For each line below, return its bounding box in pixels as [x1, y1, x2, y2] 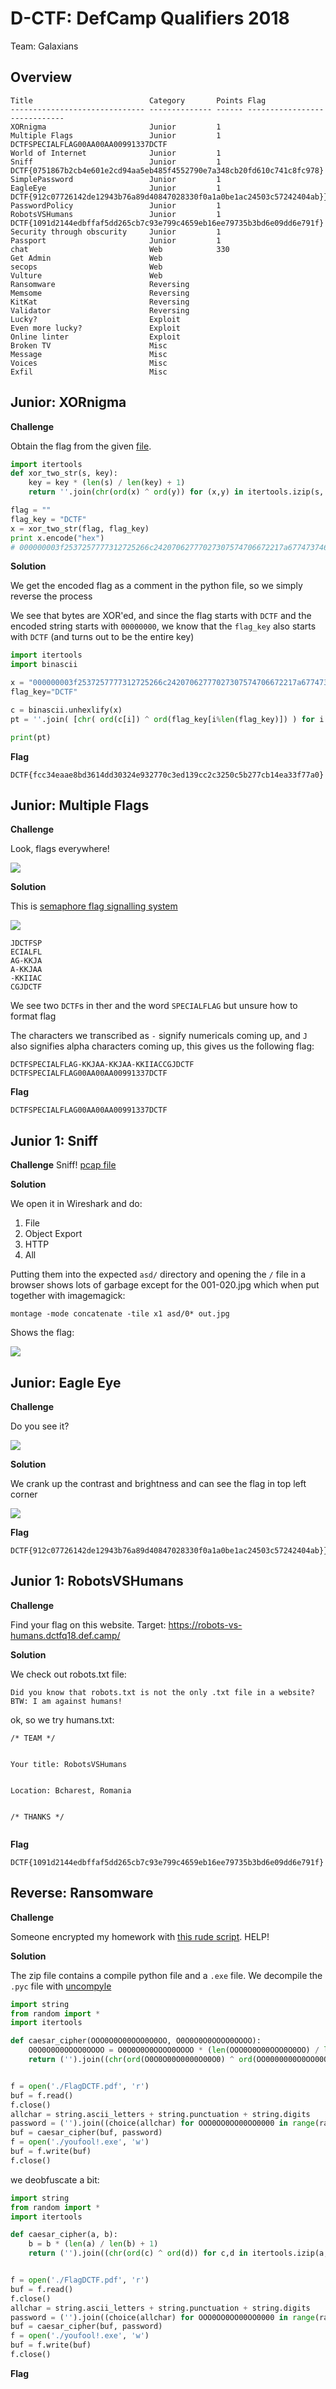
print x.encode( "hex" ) [10, 533, 105, 543]
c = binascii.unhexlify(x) [10, 705, 123, 715]
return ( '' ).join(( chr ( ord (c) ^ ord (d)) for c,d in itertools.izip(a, [28, 2248, 329, 2259]
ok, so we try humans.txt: [10, 1713, 115, 1726]
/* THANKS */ [10, 1812, 65, 1822]
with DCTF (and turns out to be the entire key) [10, 631, 195, 643]
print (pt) [10, 732, 52, 742]
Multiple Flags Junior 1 [10, 130, 222, 141]
